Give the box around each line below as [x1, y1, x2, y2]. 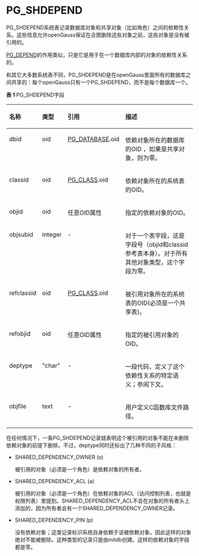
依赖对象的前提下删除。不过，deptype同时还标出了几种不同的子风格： [6, 442, 177, 449]
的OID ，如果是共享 [125, 144, 179, 153]
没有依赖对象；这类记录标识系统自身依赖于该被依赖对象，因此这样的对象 [14, 528, 191, 536]
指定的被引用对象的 [125, 330, 179, 339]
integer [42, 230, 62, 239]
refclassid [9, 288, 37, 297]
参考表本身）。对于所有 [125, 249, 188, 258]
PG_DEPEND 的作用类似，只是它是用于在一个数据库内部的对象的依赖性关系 [6, 51, 188, 58]
